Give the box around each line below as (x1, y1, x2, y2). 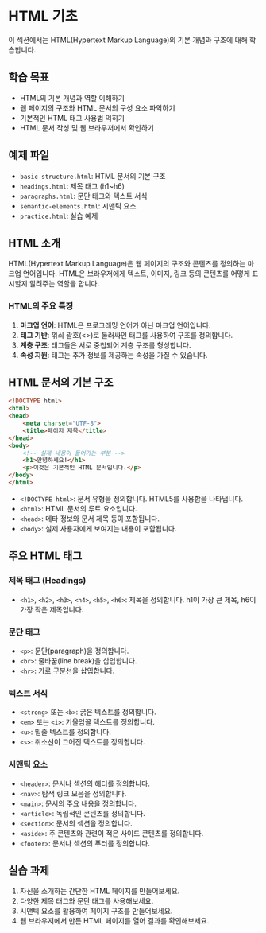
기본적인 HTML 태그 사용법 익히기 (19, 113, 125, 122)
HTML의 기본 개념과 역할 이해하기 (19, 93, 125, 103)
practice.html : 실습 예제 (19, 211, 98, 220)
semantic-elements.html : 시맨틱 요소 (19, 200, 137, 211)
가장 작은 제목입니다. (19, 605, 84, 614)
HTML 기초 (8, 7, 78, 25)
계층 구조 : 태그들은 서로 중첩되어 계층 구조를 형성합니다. (19, 340, 191, 350)
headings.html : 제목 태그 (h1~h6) (19, 181, 125, 191)
